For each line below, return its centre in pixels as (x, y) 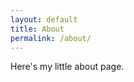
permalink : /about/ (51, 38)
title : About (37, 29)
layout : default (44, 19)
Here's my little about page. (67, 67)
